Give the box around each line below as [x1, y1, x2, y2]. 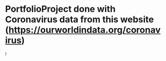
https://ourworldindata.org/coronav [8, 25, 161, 35]
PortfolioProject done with [5, 3, 116, 15]
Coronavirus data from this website [5, 14, 154, 25]
